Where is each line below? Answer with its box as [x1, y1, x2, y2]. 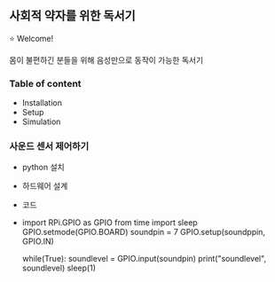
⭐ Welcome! [9, 33, 54, 43]
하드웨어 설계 [21, 181, 68, 192]
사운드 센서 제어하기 [9, 140, 90, 153]
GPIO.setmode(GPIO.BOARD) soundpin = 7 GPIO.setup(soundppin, [21, 227, 266, 238]
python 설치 [21, 162, 65, 173]
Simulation [21, 116, 61, 127]
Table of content [9, 77, 82, 90]
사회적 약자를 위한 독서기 [9, 8, 136, 24]
